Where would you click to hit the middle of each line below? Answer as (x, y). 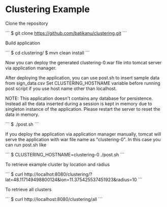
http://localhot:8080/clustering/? (58, 174)
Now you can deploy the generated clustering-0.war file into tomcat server (83, 62)
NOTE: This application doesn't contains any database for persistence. (79, 98)
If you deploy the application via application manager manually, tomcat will (83, 134)
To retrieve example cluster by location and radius (58, 164)
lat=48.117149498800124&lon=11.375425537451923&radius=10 (71, 179)
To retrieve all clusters (28, 189)
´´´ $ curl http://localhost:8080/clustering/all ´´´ (54, 199)
